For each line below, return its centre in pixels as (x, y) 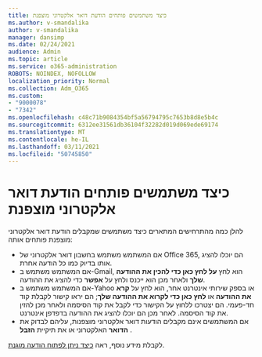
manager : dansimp (36, 37)
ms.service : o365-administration (63, 67)
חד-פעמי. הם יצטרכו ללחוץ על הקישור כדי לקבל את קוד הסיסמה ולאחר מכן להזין (136, 305)
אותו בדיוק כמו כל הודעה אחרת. (66, 263)
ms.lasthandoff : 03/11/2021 (54, 147)
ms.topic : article (38, 60)
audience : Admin (34, 52)
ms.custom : (26, 96)
